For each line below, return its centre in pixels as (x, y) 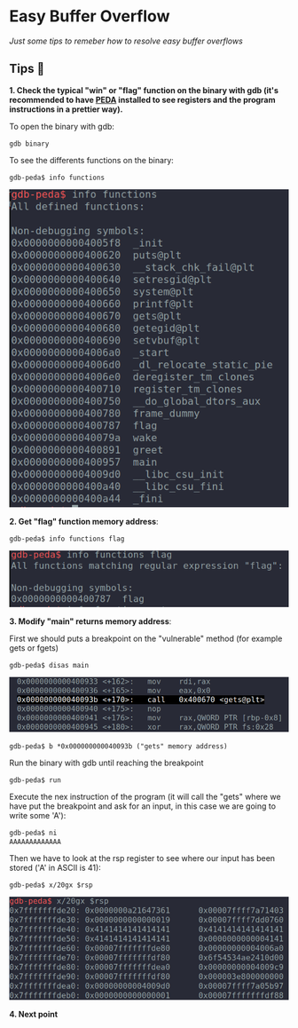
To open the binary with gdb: (62, 126)
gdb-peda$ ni (33, 833)
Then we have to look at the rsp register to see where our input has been (142, 858)
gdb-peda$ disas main (49, 666)
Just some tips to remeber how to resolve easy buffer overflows (126, 41)
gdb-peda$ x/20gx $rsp (51, 885)
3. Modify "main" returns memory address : (90, 621)
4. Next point (34, 1014)
